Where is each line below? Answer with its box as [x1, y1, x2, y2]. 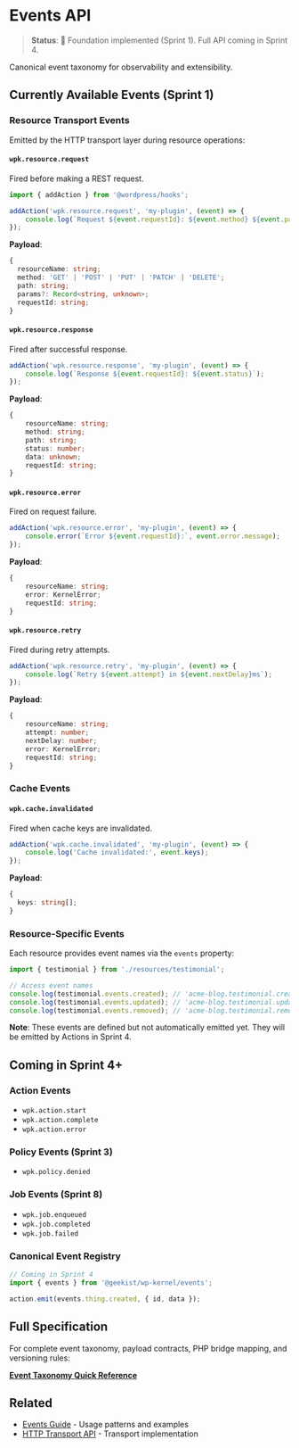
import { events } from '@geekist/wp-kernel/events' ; [9, 1278, 214, 1287]
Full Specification [9, 1320, 109, 1335]
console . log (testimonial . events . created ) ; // [9, 989, 181, 998]
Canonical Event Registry [9, 1250, 122, 1262]
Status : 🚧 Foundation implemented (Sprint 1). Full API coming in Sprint [30, 35, 288, 46]
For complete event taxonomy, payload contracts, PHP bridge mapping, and [9, 1343, 287, 1353]
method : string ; [25, 427, 86, 437]
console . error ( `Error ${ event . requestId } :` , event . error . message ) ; [25, 532, 281, 541]
